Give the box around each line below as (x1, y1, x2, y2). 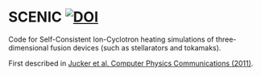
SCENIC (8, 8, 62, 26)
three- (215, 34, 237, 44)
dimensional (8, 42, 49, 52)
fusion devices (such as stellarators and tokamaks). (50, 42, 222, 52)
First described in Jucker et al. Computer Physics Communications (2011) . (8, 58, 254, 68)
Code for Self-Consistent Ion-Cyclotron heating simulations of (8, 34, 214, 44)
